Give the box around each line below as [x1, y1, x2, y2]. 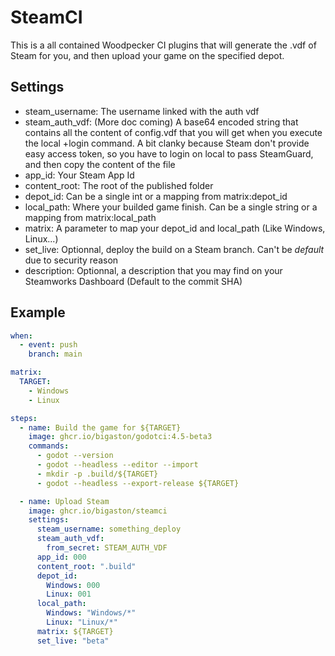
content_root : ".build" [36, 561, 137, 571]
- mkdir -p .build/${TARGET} [36, 469, 159, 479]
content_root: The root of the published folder [24, 179, 214, 191]
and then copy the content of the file [24, 158, 176, 170]
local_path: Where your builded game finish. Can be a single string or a [24, 201, 318, 213]
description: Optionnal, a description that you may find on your [24, 264, 283, 276]
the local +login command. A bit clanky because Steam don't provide [24, 137, 310, 149]
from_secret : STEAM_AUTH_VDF [46, 543, 168, 553]
